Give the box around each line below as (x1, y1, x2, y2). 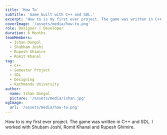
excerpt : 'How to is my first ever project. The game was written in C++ (5, 16, 162, 21)
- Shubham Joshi (9, 44, 43, 49)
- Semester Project (9, 68, 50, 73)
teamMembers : (5, 35, 32, 40)
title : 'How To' (5, 7, 39, 12)
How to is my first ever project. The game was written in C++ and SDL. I (5, 118, 153, 124)
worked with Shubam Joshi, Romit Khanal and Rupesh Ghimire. (5, 124, 135, 130)
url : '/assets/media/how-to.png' (9, 105, 79, 110)
